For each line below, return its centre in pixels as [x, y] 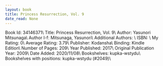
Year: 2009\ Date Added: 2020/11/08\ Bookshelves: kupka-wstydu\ [73, 53]
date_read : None [22, 19]
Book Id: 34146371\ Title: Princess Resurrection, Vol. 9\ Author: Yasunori [78, 33]
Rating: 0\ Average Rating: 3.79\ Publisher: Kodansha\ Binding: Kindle [75, 43]
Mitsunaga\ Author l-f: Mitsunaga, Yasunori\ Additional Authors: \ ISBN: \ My [82, 38]
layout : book [18, 10]
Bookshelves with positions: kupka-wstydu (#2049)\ [58, 59]
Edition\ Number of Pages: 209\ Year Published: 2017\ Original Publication [80, 48]
